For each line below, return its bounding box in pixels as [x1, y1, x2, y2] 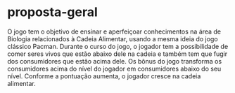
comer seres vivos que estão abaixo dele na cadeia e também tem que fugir [7, 50, 227, 58]
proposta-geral [7, 4, 99, 20]
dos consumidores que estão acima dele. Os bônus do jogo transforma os [7, 57, 222, 65]
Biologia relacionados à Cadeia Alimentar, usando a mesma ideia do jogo [7, 34, 218, 43]
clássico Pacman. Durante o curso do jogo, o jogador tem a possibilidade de [7, 42, 229, 50]
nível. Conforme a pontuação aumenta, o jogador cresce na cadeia [7, 71, 201, 80]
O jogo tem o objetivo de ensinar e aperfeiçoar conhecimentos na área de [7, 27, 222, 36]
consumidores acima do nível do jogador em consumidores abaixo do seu [7, 64, 222, 73]
